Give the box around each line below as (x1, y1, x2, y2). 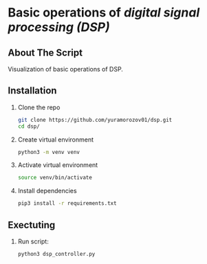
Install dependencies (17, 187, 78, 195)
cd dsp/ (17, 122, 40, 130)
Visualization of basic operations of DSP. (8, 65, 123, 73)
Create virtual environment (17, 135, 94, 144)
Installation (8, 85, 57, 97)
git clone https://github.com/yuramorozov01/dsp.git (17, 116, 173, 123)
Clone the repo (17, 103, 61, 111)
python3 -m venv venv (17, 148, 80, 155)
